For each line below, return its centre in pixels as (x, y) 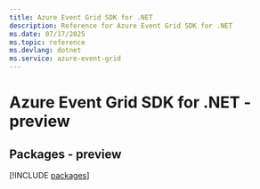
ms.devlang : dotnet (45, 51)
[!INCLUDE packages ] (49, 175)
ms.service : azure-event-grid (65, 59)
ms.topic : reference (48, 42)
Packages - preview (65, 154)
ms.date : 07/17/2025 (48, 34)
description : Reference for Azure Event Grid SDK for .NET (121, 26)
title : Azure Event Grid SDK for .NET (81, 17)
